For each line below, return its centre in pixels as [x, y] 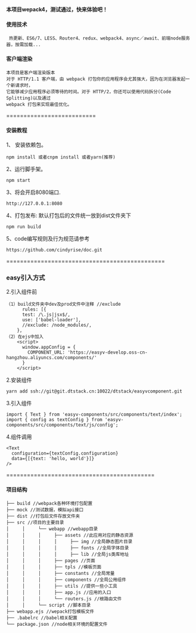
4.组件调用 [19, 437]
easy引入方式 [26, 278]
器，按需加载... [24, 45]
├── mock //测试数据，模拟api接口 [45, 510]
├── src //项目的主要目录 [35, 523]
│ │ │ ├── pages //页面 [51, 561]
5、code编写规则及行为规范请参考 [48, 238]
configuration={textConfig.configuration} [65, 453]
